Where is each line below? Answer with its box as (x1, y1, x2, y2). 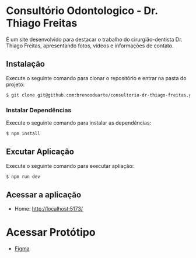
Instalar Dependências (6, 106, 72, 114)
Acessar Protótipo (6, 226, 96, 239)
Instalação (6, 59, 45, 69)
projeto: (6, 81, 25, 88)
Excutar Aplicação (6, 147, 75, 157)
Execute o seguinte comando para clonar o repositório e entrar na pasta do (6, 74, 187, 81)
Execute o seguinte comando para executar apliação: (6, 162, 134, 169)
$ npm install (6, 130, 41, 136)
